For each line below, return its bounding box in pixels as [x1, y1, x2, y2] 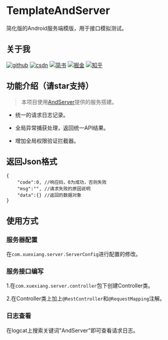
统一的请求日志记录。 [15, 111, 69, 119]
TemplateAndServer [6, 4, 110, 18]
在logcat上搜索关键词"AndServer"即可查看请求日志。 [6, 327, 139, 334]
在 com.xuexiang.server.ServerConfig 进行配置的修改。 [6, 251, 141, 258]
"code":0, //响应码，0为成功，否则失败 [17, 179, 107, 186]
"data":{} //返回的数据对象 [17, 192, 82, 198]
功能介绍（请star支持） [6, 81, 94, 91]
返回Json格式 [6, 156, 58, 167]
